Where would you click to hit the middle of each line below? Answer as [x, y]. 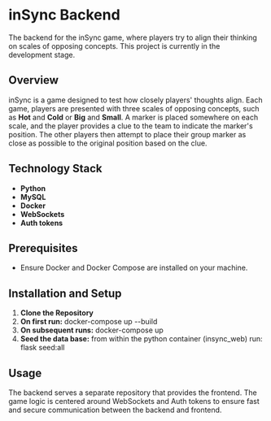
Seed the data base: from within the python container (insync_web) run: [141, 339]
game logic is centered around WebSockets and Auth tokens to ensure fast [134, 401]
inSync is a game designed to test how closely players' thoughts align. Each [135, 100]
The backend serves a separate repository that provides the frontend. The [133, 393]
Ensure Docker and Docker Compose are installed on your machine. [134, 268]
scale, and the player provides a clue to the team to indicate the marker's [131, 126]
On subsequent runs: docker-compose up [92, 330]
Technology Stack [55, 169]
